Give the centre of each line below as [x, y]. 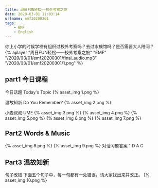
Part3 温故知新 [27, 163]
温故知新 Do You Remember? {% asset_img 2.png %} [58, 102]
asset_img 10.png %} [26, 180]
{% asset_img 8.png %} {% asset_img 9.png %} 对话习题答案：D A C [74, 145]
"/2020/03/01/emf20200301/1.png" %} [44, 63]
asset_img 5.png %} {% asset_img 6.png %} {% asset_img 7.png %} [73, 118]
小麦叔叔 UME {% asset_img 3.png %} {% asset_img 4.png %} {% [71, 112]
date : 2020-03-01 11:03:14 [32, 14]
